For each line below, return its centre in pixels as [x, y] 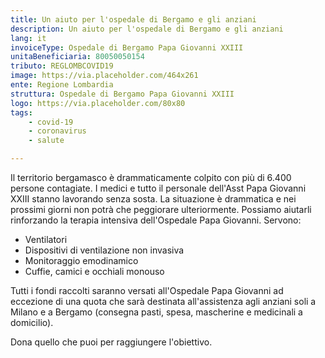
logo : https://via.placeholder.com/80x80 [98, 103]
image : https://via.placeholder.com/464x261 [104, 76]
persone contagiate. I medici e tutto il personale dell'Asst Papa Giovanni [158, 188]
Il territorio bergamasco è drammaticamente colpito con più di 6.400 [151, 177]
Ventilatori [46, 239]
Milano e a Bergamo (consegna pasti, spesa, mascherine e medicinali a [156, 312]
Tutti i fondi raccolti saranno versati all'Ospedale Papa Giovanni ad [147, 290]
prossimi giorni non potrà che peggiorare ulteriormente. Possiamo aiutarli [161, 209]
